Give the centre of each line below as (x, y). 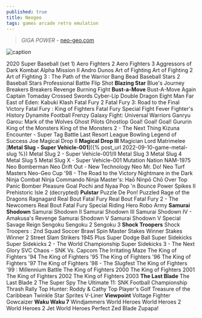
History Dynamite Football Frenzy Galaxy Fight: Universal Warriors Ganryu (99, 115)
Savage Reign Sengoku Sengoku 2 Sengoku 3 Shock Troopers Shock (93, 225)
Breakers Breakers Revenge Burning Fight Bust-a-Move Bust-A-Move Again (101, 90)
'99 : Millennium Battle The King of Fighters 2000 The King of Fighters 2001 (101, 270)
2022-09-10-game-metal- (155, 147)
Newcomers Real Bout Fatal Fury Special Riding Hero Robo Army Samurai (98, 205)
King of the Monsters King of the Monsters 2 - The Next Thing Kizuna (93, 128)
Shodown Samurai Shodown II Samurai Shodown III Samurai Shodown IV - (99, 212)
